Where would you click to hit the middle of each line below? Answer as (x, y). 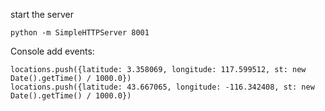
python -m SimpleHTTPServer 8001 (80, 33)
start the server (42, 14)
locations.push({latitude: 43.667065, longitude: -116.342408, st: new (162, 87)
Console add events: (52, 51)
